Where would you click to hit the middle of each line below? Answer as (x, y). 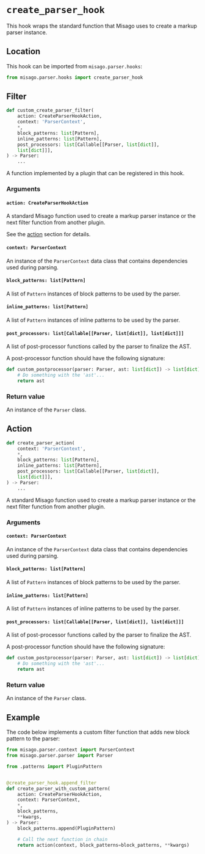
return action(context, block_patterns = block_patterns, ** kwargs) (103, 845)
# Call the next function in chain (63, 839)
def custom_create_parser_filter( (50, 110)
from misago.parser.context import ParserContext (71, 750)
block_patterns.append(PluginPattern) (67, 828)
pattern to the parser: (33, 739)
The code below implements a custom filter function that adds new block (98, 732)
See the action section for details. (49, 234)
